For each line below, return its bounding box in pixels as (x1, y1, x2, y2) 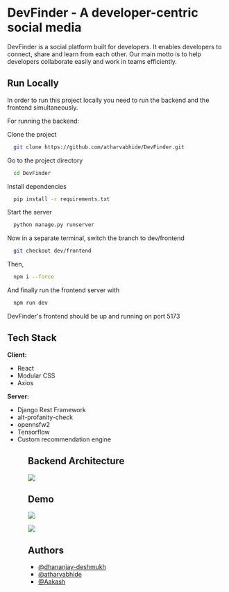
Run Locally (7, 78, 59, 90)
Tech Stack (7, 332, 57, 344)
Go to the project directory (7, 156, 83, 164)
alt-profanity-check (17, 413, 74, 421)
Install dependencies (7, 182, 67, 190)
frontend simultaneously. (7, 103, 78, 112)
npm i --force (13, 273, 54, 280)
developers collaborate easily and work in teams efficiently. (7, 57, 177, 65)
